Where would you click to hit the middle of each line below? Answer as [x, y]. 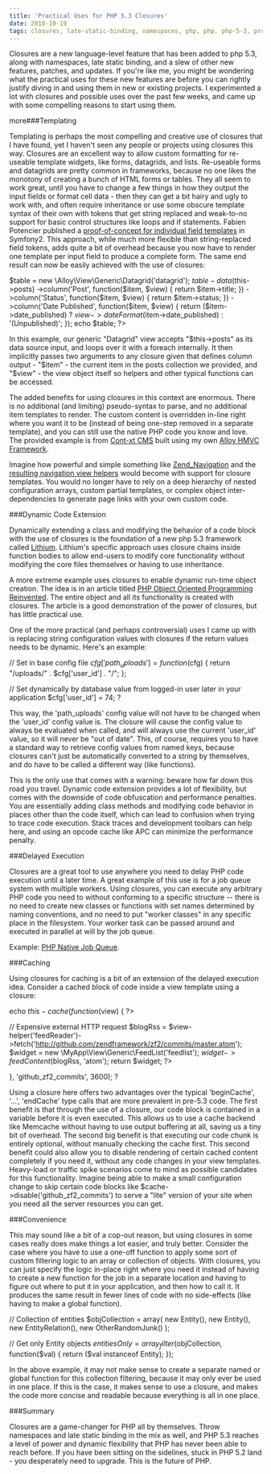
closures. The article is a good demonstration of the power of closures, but [133, 606]
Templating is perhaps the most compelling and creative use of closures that [136, 136]
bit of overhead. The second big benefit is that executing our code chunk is [134, 1135]
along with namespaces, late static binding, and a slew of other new [122, 62]
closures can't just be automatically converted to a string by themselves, [129, 756]
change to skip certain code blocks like [74, 1187]
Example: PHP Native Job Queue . [64, 947]
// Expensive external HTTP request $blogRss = [88, 1027]
